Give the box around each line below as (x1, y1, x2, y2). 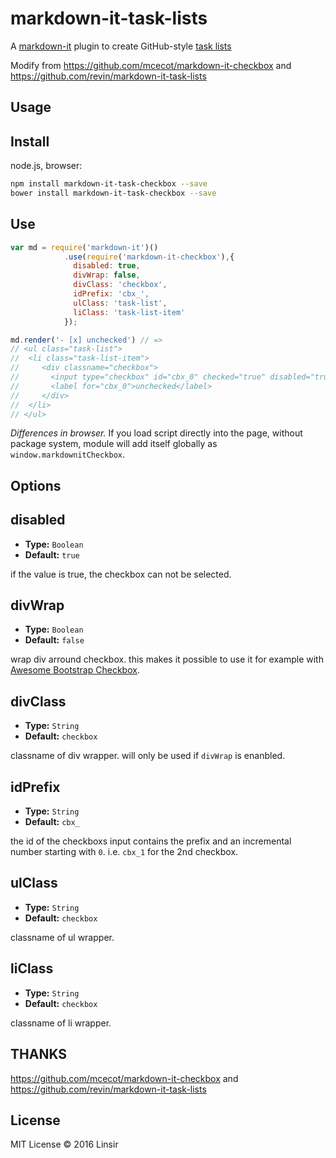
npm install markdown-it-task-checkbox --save (10, 179, 208, 189)
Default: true (24, 548, 80, 561)
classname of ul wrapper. (10, 931, 115, 943)
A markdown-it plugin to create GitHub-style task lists (10, 40, 232, 52)
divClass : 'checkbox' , (73, 280, 168, 290)
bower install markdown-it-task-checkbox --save (10, 188, 217, 199)
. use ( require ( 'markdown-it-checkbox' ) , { (63, 252, 235, 262)
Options (10, 477, 62, 494)
